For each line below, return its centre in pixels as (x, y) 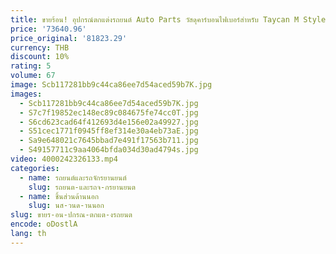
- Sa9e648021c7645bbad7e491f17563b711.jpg (109, 141)
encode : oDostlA (44, 224)
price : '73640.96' (48, 29)
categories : (35, 168)
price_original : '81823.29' (69, 38)
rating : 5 (31, 66)
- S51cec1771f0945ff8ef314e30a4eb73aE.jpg (109, 131)
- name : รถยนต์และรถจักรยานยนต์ (73, 177)
